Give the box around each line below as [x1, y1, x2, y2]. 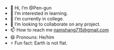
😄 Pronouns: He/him [10, 34, 55, 40]
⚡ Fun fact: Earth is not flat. [10, 40, 67, 46]
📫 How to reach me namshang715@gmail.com [10, 27, 109, 33]
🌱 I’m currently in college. [10, 16, 64, 21]
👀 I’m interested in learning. [10, 10, 68, 16]
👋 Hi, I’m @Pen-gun [10, 5, 52, 11]
